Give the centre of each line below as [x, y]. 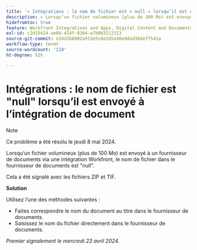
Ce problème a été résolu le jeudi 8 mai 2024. [61, 142]
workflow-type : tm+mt [33, 44]
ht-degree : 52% [25, 55]
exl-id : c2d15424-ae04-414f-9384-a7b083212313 [64, 33]
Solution [17, 188]
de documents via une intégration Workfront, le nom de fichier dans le [91, 159]
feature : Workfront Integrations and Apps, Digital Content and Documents [99, 28]
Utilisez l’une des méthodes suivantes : [53, 199]
